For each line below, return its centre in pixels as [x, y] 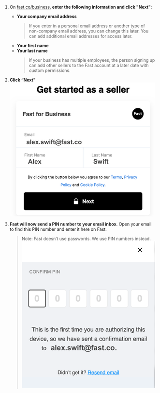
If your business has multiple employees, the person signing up [92, 60]
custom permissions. [50, 70]
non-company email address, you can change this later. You [89, 31]
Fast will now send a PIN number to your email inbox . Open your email [80, 224]
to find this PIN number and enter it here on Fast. [58, 229]
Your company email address [47, 16]
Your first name [33, 45]
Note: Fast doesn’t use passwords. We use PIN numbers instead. [86, 239]
